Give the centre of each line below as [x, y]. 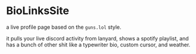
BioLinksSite [38, 11]
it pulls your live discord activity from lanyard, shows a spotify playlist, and [97, 38]
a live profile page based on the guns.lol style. [64, 27]
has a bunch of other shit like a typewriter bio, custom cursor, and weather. [98, 45]
